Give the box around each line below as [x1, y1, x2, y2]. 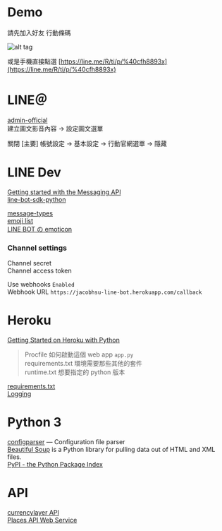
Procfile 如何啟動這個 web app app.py [24, 350, 134, 359]
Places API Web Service [7, 515, 78, 524]
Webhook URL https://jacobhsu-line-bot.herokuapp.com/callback [7, 287, 202, 297]
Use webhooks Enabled [7, 280, 75, 289]
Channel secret [7, 259, 51, 268]
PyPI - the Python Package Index [7, 460, 104, 468]
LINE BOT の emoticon [7, 225, 73, 233]
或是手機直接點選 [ [7, 57, 61, 66]
